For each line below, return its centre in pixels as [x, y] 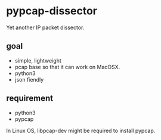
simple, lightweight [38, 60]
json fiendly [29, 79]
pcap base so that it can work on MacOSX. [67, 67]
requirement [30, 99]
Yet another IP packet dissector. [45, 27]
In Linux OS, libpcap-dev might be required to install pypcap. [81, 130]
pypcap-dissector [52, 11]
